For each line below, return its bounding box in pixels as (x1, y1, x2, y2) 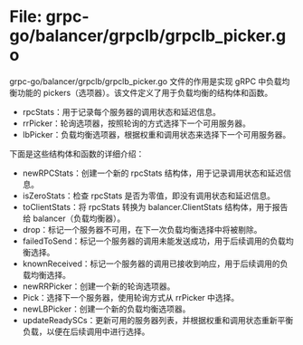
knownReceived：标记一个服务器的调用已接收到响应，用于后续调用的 (22, 258, 280, 269)
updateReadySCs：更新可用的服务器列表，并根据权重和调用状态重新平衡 (22, 314, 294, 325)
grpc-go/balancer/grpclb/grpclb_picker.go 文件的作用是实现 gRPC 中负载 (9, 75, 282, 87)
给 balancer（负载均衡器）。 (22, 213, 126, 224)
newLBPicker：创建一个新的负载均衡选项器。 (22, 303, 191, 314)
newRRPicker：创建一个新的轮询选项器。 (22, 281, 175, 292)
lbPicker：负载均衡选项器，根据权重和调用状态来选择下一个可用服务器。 (22, 129, 291, 139)
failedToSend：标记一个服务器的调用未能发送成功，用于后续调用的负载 (22, 235, 287, 246)
